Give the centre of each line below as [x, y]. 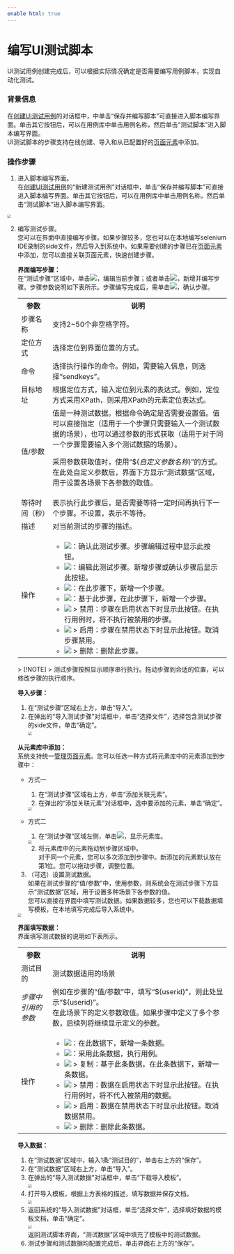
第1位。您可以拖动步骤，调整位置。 [88, 866]
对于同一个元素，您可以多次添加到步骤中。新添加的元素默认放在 [130, 857]
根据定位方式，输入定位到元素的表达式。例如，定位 [136, 389]
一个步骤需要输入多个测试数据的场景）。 [117, 444]
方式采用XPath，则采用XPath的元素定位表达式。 [131, 400]
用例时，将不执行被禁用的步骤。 [124, 619]
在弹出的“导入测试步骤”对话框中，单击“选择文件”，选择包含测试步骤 [125, 717]
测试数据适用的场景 [84, 974]
